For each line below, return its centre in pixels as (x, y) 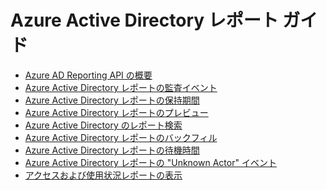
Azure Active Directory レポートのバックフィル (121, 137)
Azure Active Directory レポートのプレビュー (116, 112)
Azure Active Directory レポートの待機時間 (112, 150)
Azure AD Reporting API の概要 (88, 75)
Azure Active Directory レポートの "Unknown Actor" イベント (150, 162)
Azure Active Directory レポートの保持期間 (112, 100)
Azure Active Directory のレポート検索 (103, 125)
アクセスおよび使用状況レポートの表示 (103, 175)
